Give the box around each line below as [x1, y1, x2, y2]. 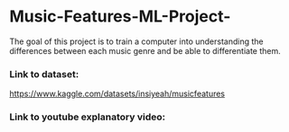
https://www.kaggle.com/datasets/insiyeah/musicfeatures [9, 88, 226, 100]
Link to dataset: [9, 67, 79, 80]
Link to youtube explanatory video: [9, 110, 165, 123]
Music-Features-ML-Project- [9, 6, 231, 27]
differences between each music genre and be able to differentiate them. [9, 45, 282, 56]
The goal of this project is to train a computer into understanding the [9, 36, 264, 47]
